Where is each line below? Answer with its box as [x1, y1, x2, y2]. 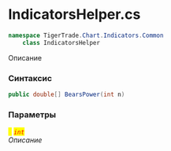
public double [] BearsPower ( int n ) [8, 90, 125, 98]
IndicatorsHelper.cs [8, 6, 141, 24]
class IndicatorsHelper [22, 39, 101, 46]
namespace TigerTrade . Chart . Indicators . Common [8, 31, 164, 39]
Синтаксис [8, 72, 53, 83]
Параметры [8, 109, 57, 120]
